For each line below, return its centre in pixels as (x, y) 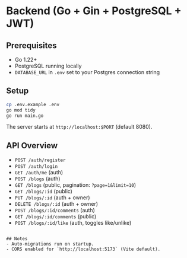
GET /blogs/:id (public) (44, 192)
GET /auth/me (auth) (39, 173)
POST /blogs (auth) (37, 179)
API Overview (32, 146)
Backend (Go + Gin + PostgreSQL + (94, 11)
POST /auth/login (36, 167)
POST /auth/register (40, 160)
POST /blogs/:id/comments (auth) (55, 210)
